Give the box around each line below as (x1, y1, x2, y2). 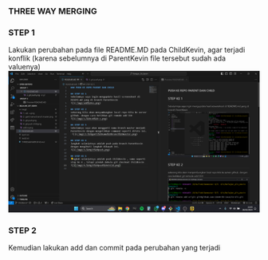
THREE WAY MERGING (8, 6, 97, 17)
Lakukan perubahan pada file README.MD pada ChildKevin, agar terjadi (8, 45, 246, 55)
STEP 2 (8, 225, 37, 236)
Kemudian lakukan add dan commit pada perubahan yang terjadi (8, 243, 221, 253)
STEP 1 (8, 26, 35, 37)
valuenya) (8, 62, 41, 72)
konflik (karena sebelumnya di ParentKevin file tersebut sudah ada (8, 53, 226, 63)
